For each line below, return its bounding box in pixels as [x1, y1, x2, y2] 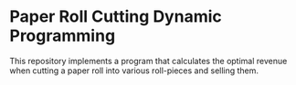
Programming [9, 25, 116, 46]
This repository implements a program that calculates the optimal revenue [9, 55, 288, 66]
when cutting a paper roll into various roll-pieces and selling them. [9, 65, 259, 76]
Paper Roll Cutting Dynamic [9, 6, 222, 27]
